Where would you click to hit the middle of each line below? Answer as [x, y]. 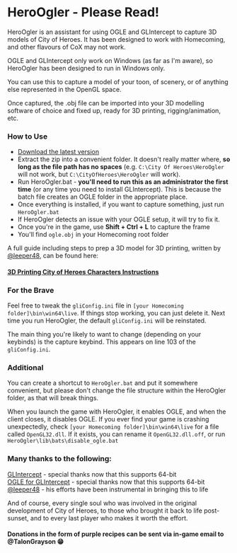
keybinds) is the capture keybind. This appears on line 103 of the [102, 342]
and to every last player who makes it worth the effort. [110, 518]
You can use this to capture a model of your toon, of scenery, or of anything [118, 81]
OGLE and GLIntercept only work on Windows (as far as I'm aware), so [110, 60]
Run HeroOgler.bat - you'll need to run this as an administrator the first [123, 182]
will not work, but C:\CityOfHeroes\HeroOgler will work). [99, 175]
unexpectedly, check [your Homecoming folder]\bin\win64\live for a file [113, 427]
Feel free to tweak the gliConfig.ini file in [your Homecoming [96, 305]
